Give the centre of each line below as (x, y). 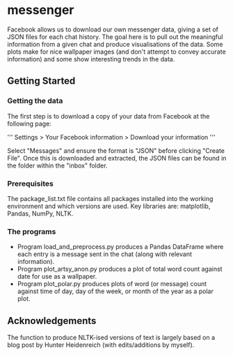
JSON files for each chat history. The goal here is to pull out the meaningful (115, 36)
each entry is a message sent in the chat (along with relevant (105, 254)
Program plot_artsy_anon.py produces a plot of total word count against (120, 269)
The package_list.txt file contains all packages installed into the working (110, 198)
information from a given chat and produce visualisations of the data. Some (115, 44)
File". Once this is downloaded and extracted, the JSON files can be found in (117, 158)
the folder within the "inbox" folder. (57, 165)
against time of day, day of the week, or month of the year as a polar (115, 291)
